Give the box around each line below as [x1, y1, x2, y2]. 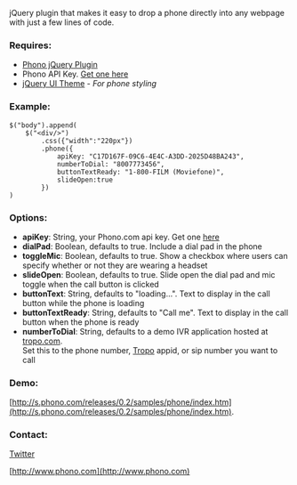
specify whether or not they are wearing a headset [21, 260, 208, 271]
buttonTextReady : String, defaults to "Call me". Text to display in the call [21, 307, 289, 318]
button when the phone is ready [21, 316, 140, 327]
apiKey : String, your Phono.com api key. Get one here [21, 231, 220, 242]
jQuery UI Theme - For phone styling [21, 78, 157, 89]
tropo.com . [21, 335, 63, 346]
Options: [9, 211, 48, 223]
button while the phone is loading [21, 297, 145, 308]
